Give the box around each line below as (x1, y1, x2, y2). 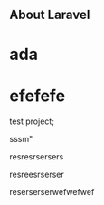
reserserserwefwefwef (9, 186, 95, 197)
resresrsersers (9, 150, 64, 162)
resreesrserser (9, 169, 65, 179)
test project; (9, 116, 54, 127)
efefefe (9, 86, 66, 106)
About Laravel (9, 7, 90, 23)
